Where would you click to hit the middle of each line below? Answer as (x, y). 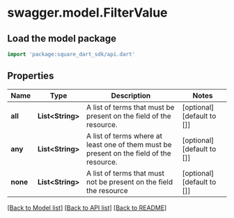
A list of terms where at (124, 135)
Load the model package (62, 39)
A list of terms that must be (130, 107)
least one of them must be (129, 144)
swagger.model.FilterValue (88, 13)
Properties (31, 76)
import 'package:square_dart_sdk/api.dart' (71, 54)
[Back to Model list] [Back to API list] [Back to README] (87, 208)
